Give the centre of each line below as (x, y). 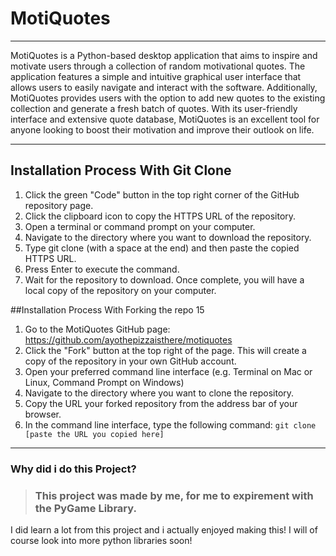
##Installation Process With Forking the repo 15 (107, 309)
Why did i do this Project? (73, 469)
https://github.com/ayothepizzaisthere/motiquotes (128, 339)
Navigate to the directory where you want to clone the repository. (159, 393)
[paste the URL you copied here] (94, 434)
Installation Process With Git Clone (121, 170)
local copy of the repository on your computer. (120, 290)
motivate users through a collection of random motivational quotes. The (158, 66)
